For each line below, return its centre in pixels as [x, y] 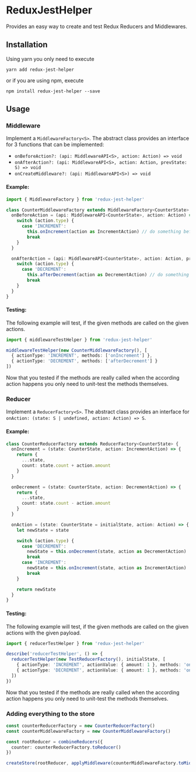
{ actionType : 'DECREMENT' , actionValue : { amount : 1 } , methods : [99, 670]
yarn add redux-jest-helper [40, 70]
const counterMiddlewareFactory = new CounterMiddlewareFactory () [88, 731]
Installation [27, 45]
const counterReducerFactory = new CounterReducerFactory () [81, 726]
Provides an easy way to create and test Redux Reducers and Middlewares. [97, 26]
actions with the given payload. [44, 633]
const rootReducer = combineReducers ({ [55, 742]
